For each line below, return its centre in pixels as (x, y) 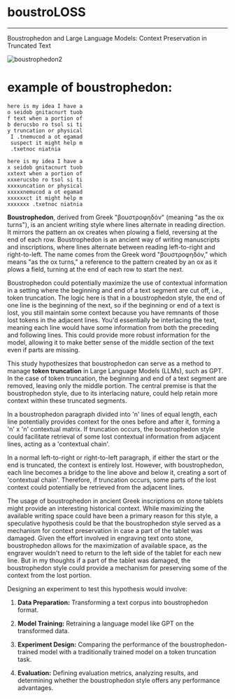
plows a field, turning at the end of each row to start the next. (95, 269)
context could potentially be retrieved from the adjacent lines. (96, 487)
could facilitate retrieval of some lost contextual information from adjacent (114, 436)
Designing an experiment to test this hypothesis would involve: (97, 588)
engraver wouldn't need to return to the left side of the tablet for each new (114, 553)
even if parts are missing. (44, 349)
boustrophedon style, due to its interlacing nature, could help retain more (113, 393)
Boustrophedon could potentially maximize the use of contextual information (117, 283)
